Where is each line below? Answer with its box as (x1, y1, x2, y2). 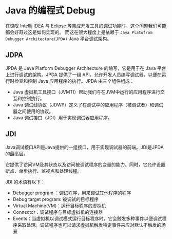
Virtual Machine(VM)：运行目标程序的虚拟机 (12, 203, 106, 209)
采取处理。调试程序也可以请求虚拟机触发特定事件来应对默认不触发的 (17, 222, 162, 228)
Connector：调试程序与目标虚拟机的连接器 (12, 209, 103, 215)
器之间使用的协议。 (12, 108, 54, 114)
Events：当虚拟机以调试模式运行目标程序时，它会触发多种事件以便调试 (12, 215, 163, 222)
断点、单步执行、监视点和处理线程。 (5, 168, 82, 174)
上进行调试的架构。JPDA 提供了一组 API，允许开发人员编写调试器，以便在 (5, 71, 162, 78)
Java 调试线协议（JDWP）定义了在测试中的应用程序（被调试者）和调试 (12, 101, 163, 108)
